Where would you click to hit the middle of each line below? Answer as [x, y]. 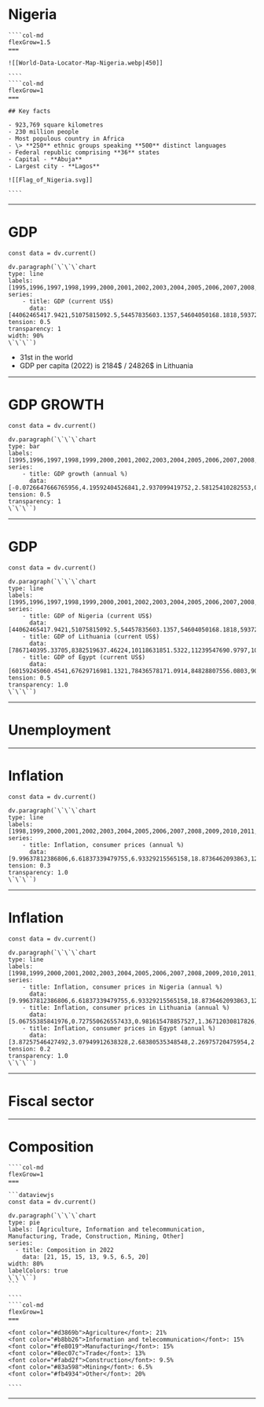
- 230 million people [44, 131]
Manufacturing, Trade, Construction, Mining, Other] [96, 1236]
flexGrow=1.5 [29, 42]
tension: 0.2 [29, 1049]
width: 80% [26, 1264]
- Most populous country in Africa [66, 138]
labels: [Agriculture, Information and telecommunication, [107, 1230]
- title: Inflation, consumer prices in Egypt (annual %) [119, 1028]
